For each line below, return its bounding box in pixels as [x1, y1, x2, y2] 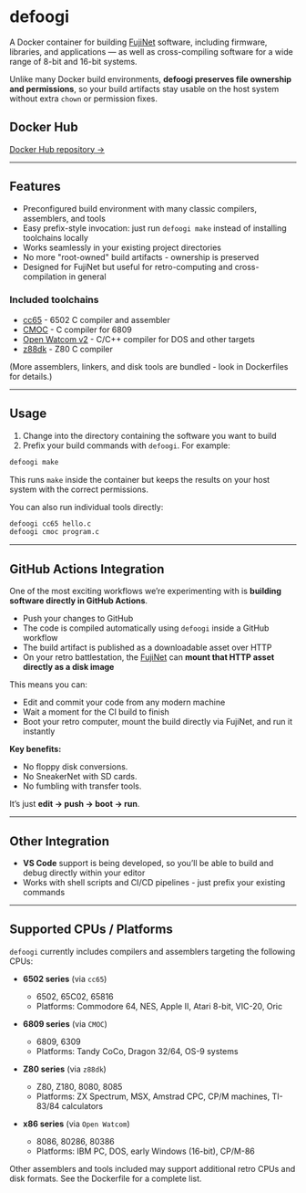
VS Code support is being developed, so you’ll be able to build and [22, 857, 274, 868]
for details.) [9, 371, 53, 382]
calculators [61, 1100, 104, 1111]
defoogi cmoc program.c [9, 528, 100, 537]
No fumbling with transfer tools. [22, 780, 142, 791]
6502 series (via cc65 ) [22, 973, 107, 984]
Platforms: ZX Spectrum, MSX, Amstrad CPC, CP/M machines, [36, 1091, 270, 1102]
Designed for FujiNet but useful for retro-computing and [22, 261, 233, 272]
